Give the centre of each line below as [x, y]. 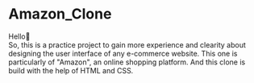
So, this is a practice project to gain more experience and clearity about [127, 44]
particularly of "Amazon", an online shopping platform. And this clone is [127, 62]
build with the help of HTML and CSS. [71, 70]
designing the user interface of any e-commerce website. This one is [123, 53]
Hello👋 [19, 36]
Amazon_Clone [60, 14]
